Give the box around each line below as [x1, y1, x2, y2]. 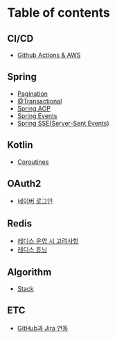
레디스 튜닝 [17, 245, 48, 254]
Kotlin [7, 139, 33, 151]
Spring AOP [17, 104, 51, 113]
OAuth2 [7, 178, 42, 190]
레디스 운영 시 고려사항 [17, 237, 79, 245]
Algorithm [7, 266, 52, 278]
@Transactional [17, 97, 62, 105]
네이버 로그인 [17, 197, 53, 206]
